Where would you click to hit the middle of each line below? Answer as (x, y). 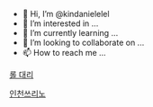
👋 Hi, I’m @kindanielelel (66, 14)
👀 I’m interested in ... (60, 23)
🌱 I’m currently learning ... (70, 33)
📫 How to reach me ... (64, 53)
